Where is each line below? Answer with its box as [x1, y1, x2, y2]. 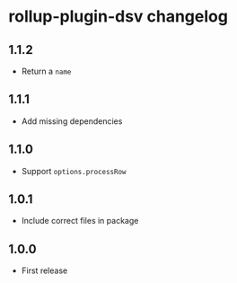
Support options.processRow [21, 165, 127, 176]
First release [21, 265, 68, 276]
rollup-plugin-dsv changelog [8, 6, 228, 27]
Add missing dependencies [21, 115, 123, 127]
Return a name [21, 66, 72, 76]
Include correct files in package [21, 216, 139, 226]
